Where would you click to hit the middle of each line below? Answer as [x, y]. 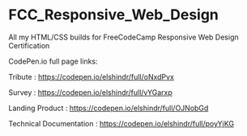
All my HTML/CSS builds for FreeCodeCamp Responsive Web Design [123, 37]
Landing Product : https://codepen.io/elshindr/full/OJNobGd [109, 108]
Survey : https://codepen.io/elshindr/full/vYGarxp [90, 92]
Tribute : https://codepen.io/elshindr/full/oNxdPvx [91, 76]
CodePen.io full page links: [53, 61]
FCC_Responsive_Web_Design [113, 15]
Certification [29, 45]
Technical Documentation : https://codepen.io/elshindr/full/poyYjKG [121, 123]
